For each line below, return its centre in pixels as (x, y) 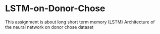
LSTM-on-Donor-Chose (55, 8)
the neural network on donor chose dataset (49, 27)
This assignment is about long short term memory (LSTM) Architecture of (80, 22)
